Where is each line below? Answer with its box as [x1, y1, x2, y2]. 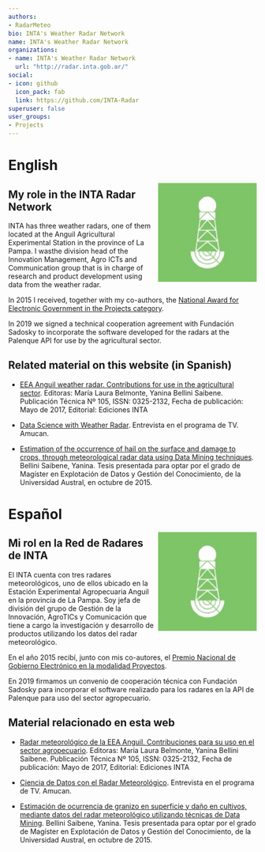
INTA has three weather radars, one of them [8, 222, 151, 230]
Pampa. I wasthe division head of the [8, 246, 129, 256]
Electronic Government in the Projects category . [8, 304, 164, 312]
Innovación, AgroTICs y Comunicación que [8, 612, 147, 621]
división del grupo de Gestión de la [8, 604, 121, 613]
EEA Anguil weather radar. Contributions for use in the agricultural [19, 380, 234, 389]
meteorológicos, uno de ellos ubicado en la [8, 578, 148, 588]
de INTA [8, 549, 49, 562]
